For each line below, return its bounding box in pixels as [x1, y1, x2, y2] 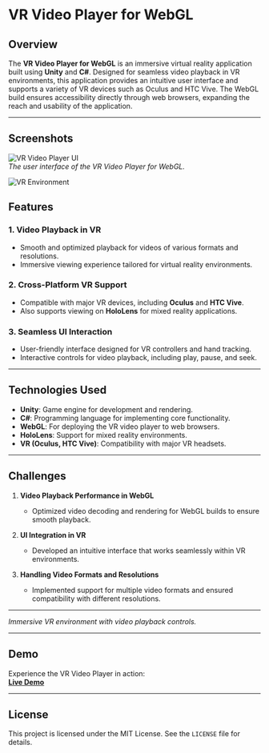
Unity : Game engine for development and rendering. [19, 404, 194, 414]
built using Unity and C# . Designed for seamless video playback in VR [8, 67, 240, 77]
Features [8, 200, 54, 214]
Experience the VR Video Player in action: [8, 668, 146, 678]
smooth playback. [31, 515, 91, 524]
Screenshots [8, 132, 74, 146]
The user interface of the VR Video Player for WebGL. [8, 162, 186, 171]
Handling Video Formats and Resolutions [19, 570, 159, 579]
